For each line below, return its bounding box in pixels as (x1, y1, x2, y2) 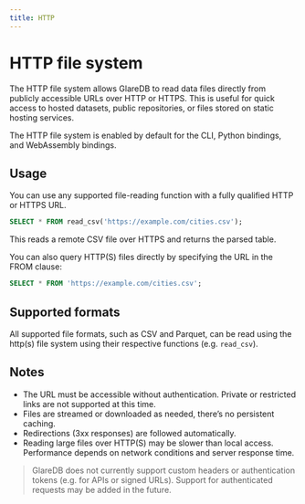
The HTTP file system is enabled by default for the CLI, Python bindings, (9, 130, 282, 141)
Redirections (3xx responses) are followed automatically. (22, 427, 237, 438)
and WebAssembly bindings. (9, 139, 117, 151)
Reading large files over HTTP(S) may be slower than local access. (22, 437, 274, 448)
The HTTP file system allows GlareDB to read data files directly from (9, 83, 267, 94)
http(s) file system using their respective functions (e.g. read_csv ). (9, 338, 258, 349)
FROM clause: (9, 261, 62, 272)
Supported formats (9, 304, 121, 320)
